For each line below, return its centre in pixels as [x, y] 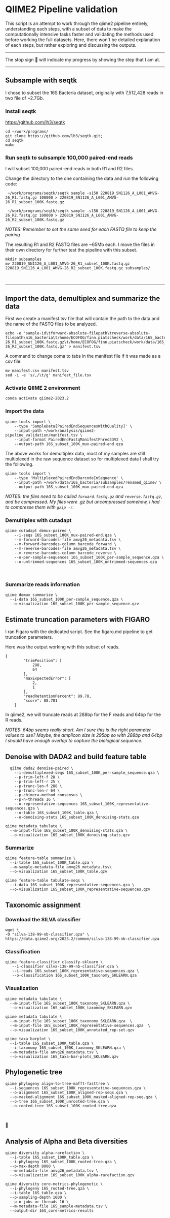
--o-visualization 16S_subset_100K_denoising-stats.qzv [70, 835]
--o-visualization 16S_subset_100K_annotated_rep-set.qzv [72, 1030]
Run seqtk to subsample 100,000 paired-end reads [69, 158]
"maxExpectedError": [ [47, 679]
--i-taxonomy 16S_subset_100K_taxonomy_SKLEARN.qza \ [68, 1048]
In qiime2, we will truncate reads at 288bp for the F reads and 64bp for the [83, 714]
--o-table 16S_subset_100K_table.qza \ [56, 813]
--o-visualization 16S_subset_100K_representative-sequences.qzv [80, 889]
